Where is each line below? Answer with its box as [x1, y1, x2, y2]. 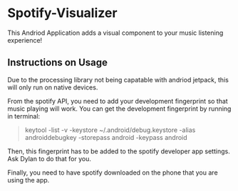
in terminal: [7, 111, 41, 120]
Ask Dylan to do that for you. [7, 154, 91, 163]
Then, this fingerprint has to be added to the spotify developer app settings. [7, 147, 230, 155]
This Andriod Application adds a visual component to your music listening [7, 28, 224, 37]
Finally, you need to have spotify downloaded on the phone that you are [7, 168, 219, 177]
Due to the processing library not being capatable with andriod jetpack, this [7, 75, 229, 84]
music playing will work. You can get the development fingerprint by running [7, 104, 232, 113]
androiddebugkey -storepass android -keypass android [24, 133, 187, 141]
